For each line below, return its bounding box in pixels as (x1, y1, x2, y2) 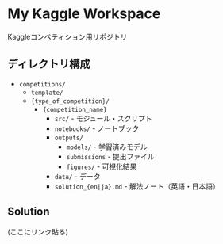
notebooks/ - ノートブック (54, 124, 140, 133)
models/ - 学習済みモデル (66, 142, 148, 151)
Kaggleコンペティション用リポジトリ (7, 32, 128, 41)
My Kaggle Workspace (7, 5, 161, 23)
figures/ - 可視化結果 (66, 162, 137, 171)
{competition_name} (42, 105, 108, 113)
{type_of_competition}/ (30, 97, 110, 105)
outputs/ (54, 134, 84, 142)
